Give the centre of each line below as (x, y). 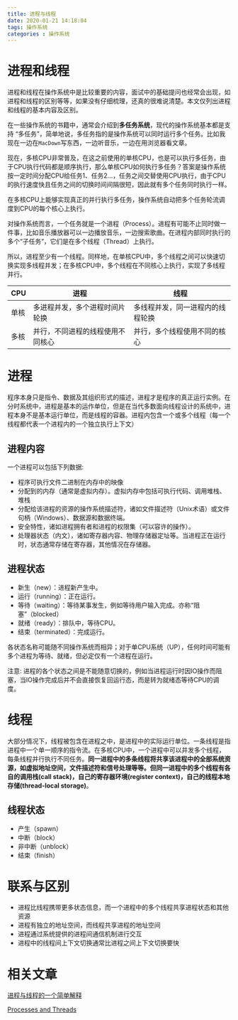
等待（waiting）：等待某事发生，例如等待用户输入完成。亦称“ (106, 605)
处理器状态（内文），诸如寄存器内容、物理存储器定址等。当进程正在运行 (121, 535)
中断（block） (38, 837)
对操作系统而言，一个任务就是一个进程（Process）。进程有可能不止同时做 (114, 224)
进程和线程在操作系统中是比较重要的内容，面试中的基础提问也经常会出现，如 (119, 92)
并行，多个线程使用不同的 (176, 331)
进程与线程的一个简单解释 (45, 995)
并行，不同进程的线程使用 (75, 331)
